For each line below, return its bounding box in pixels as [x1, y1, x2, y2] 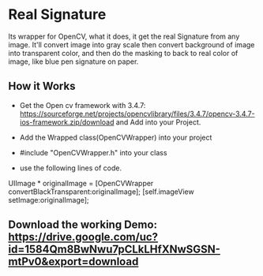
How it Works [8, 80, 76, 93]
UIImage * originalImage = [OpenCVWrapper [8, 178, 154, 188]
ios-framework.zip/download [19, 117, 115, 127]
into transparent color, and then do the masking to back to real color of [8, 48, 239, 58]
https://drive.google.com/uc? [8, 230, 159, 244]
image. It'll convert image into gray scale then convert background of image [8, 39, 255, 49]
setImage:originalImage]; [8, 195, 89, 204]
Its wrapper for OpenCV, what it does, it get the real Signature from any [8, 32, 240, 41]
